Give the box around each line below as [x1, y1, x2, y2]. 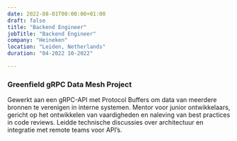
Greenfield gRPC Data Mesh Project [7, 79, 132, 89]
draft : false [7, 17, 46, 24]
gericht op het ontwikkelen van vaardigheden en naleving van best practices [7, 111, 231, 119]
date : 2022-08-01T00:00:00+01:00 [7, 10, 106, 18]
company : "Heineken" [7, 37, 69, 44]
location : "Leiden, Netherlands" [7, 43, 106, 50]
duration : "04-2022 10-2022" [7, 50, 93, 57]
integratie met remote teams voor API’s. [7, 125, 122, 135]
